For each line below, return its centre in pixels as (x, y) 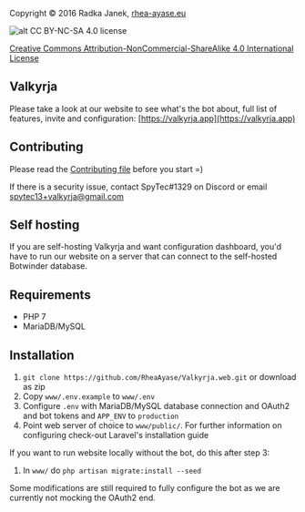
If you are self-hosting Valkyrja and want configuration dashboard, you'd (146, 247)
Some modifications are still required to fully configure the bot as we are (145, 488)
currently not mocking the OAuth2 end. (83, 498)
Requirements (50, 295)
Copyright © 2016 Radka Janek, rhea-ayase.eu (98, 13)
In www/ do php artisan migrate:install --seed (112, 471)
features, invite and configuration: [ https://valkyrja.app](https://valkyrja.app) (152, 118)
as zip (34, 387)
